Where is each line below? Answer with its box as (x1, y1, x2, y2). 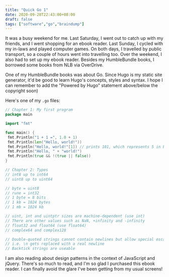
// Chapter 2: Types (5, 167, 49, 172)
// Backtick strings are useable (5, 246, 75, 251)
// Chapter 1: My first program (5, 107, 73, 112)
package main (5, 112, 33, 117)
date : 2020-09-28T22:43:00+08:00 (5, 12, 75, 17)
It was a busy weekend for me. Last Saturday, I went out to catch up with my (5, 35, 163, 41)
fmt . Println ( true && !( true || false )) (7, 154, 92, 159)
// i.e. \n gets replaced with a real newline (5, 241, 105, 247)
